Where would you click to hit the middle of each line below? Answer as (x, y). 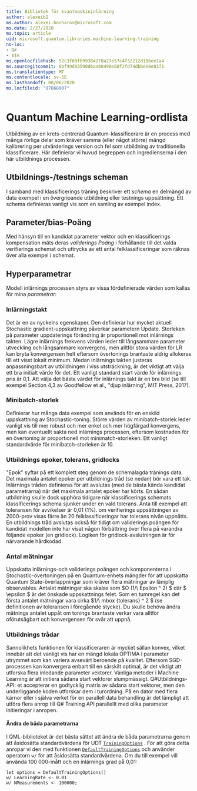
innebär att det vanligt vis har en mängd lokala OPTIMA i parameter (88, 654)
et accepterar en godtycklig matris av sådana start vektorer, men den (101, 685)
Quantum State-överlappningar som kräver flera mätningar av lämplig (90, 582)
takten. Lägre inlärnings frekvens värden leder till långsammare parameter (96, 341)
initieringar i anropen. (32, 710)
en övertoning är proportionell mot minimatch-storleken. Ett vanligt (87, 438)
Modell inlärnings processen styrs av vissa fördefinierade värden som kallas (98, 288)
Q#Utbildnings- (168, 679)
